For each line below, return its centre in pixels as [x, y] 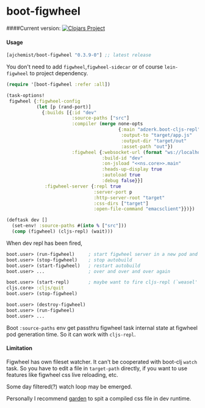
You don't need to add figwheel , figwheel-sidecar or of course [85, 67]
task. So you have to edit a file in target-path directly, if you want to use [97, 368]
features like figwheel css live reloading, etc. [62, 374]
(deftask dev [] [27, 220]
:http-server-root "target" [129, 198]
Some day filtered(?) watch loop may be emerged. [69, 387]
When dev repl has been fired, [44, 243]
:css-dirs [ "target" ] [121, 203]
